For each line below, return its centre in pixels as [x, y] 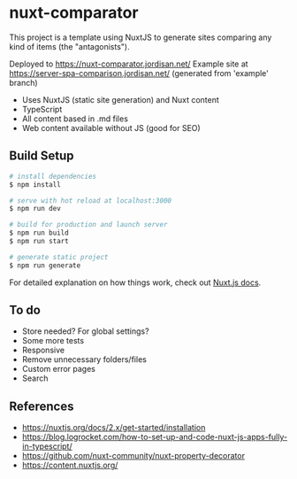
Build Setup [42, 156]
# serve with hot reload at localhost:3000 [91, 201]
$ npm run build [39, 233]
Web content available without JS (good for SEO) [111, 127]
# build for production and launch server [88, 225]
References [42, 406]
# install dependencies [53, 176]
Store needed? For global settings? [85, 331]
